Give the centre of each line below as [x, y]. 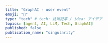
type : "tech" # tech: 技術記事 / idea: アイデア [54, 19]
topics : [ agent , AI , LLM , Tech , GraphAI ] [49, 23]
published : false [23, 28]
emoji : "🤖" [17, 14]
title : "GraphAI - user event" [38, 10]
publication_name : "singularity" [40, 33]
